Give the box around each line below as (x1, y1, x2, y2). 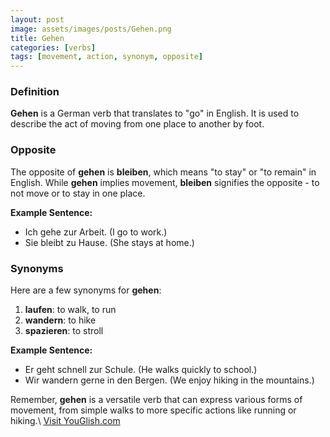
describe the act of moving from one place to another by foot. (10, 118, 265, 130)
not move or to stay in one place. (10, 187, 146, 199)
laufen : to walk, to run (24, 304, 117, 316)
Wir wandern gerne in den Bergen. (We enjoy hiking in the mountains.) (24, 374, 315, 386)
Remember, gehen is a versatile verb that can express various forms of (10, 394, 303, 406)
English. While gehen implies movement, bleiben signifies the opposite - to (10, 176, 320, 188)
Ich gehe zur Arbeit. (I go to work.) (24, 226, 168, 238)
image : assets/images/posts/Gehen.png (10, 24, 172, 34)
